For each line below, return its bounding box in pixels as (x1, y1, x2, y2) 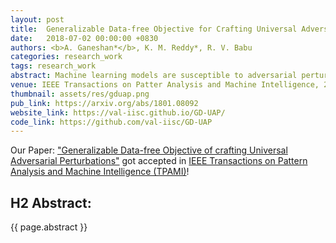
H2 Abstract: (10, 194, 92, 211)
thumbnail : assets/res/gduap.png (10, 89, 150, 99)
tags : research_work (10, 61, 97, 71)
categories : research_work (10, 52, 123, 62)
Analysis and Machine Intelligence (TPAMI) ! (10, 166, 190, 178)
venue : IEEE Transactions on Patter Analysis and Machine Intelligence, (10, 80, 320, 90)
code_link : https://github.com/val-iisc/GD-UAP (10, 117, 213, 127)
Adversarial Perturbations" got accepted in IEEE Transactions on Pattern (10, 155, 308, 167)
